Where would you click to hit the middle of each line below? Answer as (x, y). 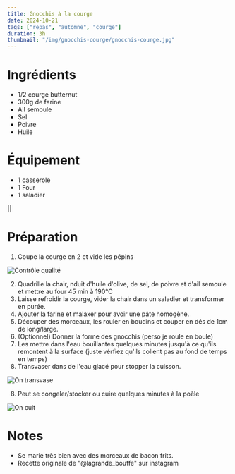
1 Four (26, 187)
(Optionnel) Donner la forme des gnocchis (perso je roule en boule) (115, 336)
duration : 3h (26, 34)
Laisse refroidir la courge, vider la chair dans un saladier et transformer (121, 299)
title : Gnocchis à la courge (50, 14)
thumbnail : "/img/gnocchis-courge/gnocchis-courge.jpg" (91, 40)
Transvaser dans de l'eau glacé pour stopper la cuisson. (99, 366)
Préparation (43, 237)
